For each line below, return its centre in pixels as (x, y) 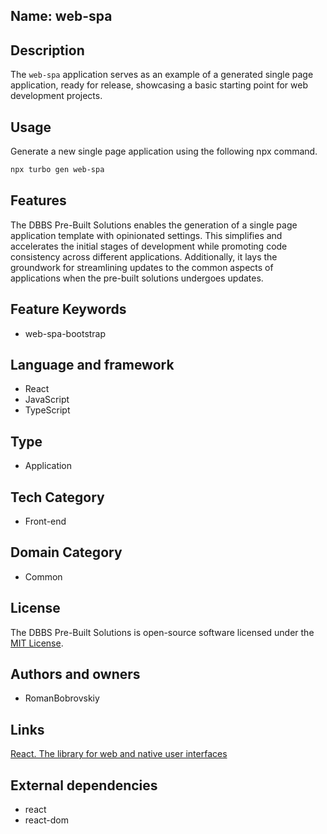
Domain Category (66, 552)
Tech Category (57, 497)
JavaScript (47, 400)
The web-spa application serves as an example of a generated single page (162, 75)
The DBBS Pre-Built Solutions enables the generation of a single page (154, 225)
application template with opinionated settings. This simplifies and (146, 235)
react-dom (46, 820)
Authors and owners (75, 674)
